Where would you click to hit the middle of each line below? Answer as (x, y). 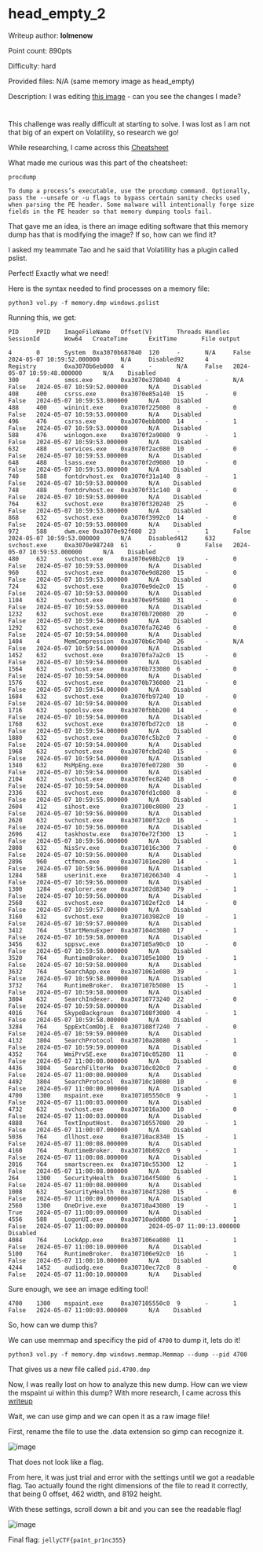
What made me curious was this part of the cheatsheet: (98, 163)
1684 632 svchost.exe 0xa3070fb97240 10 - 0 (122, 697)
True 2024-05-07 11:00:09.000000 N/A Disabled (105, 1213)
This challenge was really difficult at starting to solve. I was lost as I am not (129, 124)
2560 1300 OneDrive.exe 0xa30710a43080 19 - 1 (122, 1206)
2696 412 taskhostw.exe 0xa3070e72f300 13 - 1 (122, 834)
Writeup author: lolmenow (51, 35)
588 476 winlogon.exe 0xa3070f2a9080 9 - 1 (122, 436)
